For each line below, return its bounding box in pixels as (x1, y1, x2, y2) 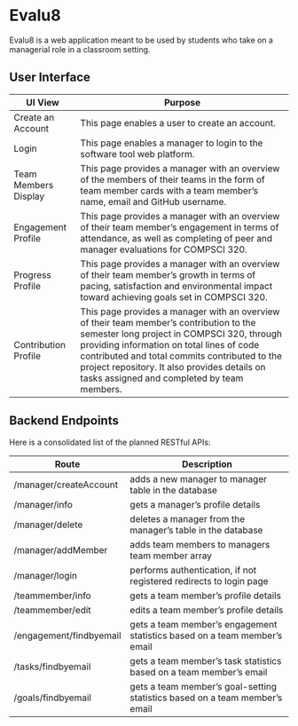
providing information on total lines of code (80, 338, 260, 351)
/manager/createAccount (13, 478, 118, 491)
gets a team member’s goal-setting (129, 680, 278, 692)
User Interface (9, 70, 91, 85)
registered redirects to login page (129, 574, 269, 587)
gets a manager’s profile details (129, 498, 261, 510)
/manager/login (13, 569, 78, 581)
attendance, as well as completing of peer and (80, 232, 273, 244)
